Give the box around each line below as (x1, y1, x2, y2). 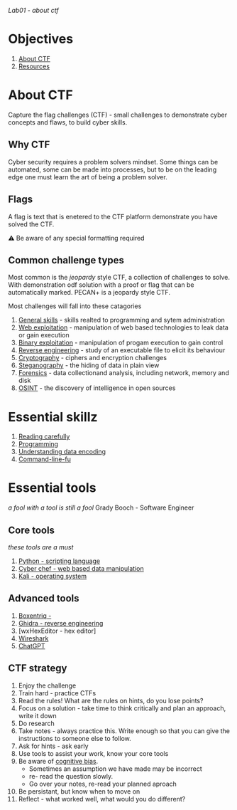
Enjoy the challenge (18, 681, 77, 690)
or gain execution (18, 331, 70, 340)
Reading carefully (18, 432, 70, 441)
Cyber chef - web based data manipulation (18, 564, 144, 572)
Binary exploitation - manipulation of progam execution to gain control (18, 338, 224, 347)
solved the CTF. (8, 220, 55, 228)
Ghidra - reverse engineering (18, 619, 104, 627)
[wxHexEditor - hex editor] (18, 626, 97, 635)
